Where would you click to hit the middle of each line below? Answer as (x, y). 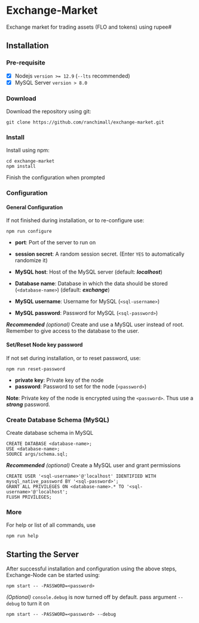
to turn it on (35, 603)
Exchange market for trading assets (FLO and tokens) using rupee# (89, 27)
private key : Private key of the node (59, 380)
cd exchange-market (30, 161)
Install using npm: (28, 151)
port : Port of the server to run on (55, 243)
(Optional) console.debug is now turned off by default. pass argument (91, 597)
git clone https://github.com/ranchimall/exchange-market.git (85, 122)
